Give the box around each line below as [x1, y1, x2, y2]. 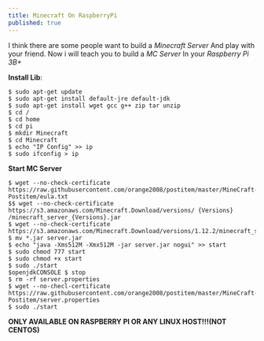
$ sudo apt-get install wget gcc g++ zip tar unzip [8, 102, 181, 109]
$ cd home [8, 115, 41, 123]
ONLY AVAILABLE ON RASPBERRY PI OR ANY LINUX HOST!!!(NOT [8, 317, 227, 326]
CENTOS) [8, 324, 40, 335]
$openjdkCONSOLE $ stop [8, 269, 86, 276]
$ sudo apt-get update [8, 87, 82, 95]
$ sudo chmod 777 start [8, 247, 86, 256]
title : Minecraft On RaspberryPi [8, 11, 118, 20]
